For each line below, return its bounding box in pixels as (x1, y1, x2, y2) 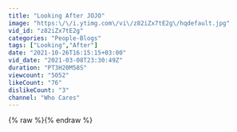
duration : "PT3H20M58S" (8, 64, 88, 72)
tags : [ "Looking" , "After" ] (8, 42, 98, 50)
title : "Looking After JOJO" (8, 11, 105, 20)
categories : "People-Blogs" (8, 34, 102, 42)
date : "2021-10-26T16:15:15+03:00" (8, 49, 127, 57)
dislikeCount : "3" (8, 86, 69, 94)
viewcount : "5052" (8, 71, 69, 79)
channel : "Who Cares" (8, 94, 81, 102)
